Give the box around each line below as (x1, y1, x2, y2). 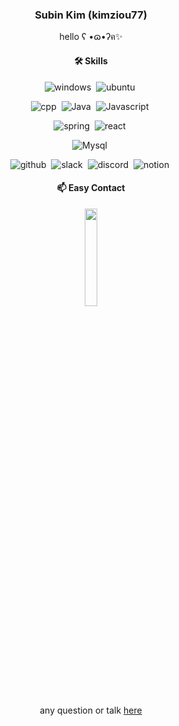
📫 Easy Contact (56, 182, 126, 194)
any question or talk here (39, 704, 143, 716)
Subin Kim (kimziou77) (34, 8, 148, 22)
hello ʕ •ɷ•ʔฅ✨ (59, 31, 123, 43)
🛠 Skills (74, 54, 108, 67)
